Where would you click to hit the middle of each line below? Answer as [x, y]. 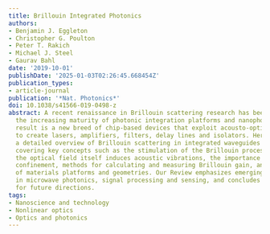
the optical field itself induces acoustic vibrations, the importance [138, 158]
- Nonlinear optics [41, 210]
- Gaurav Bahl [32, 61]
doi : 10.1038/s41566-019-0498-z [62, 105]
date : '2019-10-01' [41, 68]
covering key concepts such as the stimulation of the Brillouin [127, 150]
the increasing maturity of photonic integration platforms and [125, 121]
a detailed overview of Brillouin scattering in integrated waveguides [138, 143]
